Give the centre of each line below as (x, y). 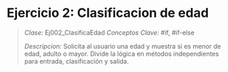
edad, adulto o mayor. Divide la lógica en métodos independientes (122, 54)
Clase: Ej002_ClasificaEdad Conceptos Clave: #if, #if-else (109, 32)
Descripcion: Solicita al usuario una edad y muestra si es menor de (123, 46)
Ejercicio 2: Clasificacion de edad (108, 13)
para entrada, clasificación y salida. (76, 61)
